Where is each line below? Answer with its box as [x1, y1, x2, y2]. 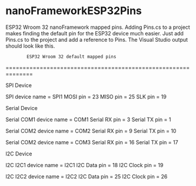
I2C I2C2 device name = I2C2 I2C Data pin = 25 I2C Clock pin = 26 [5, 172, 168, 180]
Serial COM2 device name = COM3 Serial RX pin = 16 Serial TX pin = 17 [5, 138, 178, 145]
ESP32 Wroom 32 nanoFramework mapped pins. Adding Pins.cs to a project [5, 24, 191, 31]
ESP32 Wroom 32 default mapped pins [26, 54, 117, 59]
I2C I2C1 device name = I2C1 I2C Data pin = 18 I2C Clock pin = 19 [5, 161, 164, 168]
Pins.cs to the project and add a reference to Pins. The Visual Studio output [5, 36, 188, 43]
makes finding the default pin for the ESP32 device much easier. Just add [5, 29, 184, 36]
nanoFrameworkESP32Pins [5, 4, 142, 18]
